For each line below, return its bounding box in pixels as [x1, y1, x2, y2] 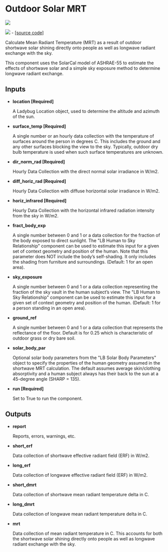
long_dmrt [12, 501, 35, 507]
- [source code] [11, 30, 44, 36]
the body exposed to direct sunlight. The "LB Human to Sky [12, 237, 135, 244]
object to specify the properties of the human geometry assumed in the [12, 360, 160, 366]
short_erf [12, 443, 33, 449]
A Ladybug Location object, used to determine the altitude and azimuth [12, 108, 159, 114]
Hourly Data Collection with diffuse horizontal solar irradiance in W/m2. [12, 188, 160, 194]
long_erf [12, 462, 31, 468]
